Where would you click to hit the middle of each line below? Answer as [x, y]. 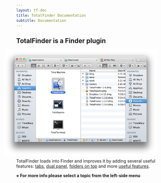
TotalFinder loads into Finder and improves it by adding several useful [86, 161]
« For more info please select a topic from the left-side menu [78, 175]
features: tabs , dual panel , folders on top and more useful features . [83, 166]
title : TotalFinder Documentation [51, 15]
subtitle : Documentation [41, 20]
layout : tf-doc [32, 10]
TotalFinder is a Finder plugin [61, 41]
